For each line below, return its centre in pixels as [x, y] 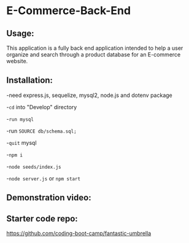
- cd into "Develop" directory [42, 107]
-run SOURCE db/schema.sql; [41, 131]
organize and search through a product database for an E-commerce [94, 55]
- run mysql [20, 119]
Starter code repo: [42, 218]
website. [17, 61]
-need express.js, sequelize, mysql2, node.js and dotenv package [90, 95]
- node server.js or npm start [44, 178]
